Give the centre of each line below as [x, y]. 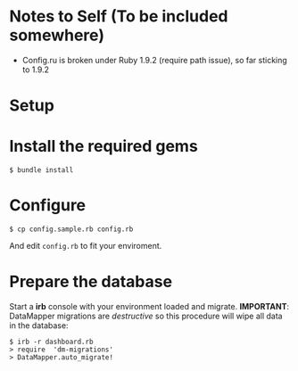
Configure [48, 206]
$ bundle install [41, 170]
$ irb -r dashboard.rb [51, 342]
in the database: [39, 325]
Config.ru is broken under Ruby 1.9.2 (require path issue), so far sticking [154, 60]
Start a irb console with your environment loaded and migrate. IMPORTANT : [149, 306]
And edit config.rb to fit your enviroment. [86, 246]
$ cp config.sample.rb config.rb [71, 229]
